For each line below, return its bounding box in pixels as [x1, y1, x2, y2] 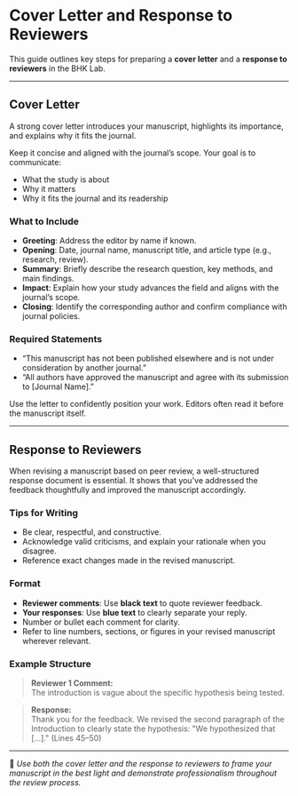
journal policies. [21, 311, 81, 322]
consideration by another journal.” [21, 362, 147, 373]
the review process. [9, 777, 82, 788]
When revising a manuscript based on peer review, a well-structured [9, 466, 260, 476]
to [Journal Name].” [21, 381, 95, 392]
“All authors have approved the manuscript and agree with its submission [21, 372, 289, 383]
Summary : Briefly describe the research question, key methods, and [21, 264, 273, 275]
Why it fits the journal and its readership [21, 193, 169, 203]
